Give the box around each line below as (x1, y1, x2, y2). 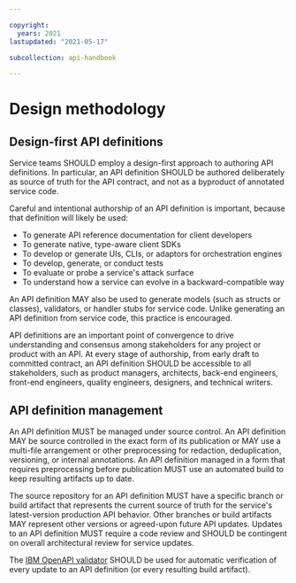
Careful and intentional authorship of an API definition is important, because (9, 203, 285, 214)
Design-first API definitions (9, 134, 163, 149)
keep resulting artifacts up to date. (9, 473, 134, 484)
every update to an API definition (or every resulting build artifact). (9, 564, 251, 575)
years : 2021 (17, 28, 62, 38)
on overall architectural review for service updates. (9, 538, 194, 548)
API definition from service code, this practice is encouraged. (9, 313, 232, 323)
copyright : (9, 20, 49, 29)
